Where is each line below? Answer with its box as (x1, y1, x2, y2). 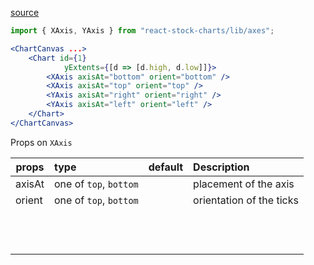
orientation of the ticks (193, 193, 299, 207)
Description (193, 160, 250, 174)
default (148, 160, 184, 174)
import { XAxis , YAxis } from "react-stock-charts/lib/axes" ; (10, 26, 275, 36)
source (10, 7, 40, 18)
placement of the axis (193, 177, 295, 191)
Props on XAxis (10, 136, 73, 148)
